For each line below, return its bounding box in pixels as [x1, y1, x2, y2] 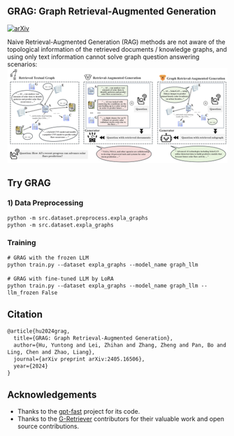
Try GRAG [7, 177, 51, 189]
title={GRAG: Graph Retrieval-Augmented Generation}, [13, 335, 173, 342]
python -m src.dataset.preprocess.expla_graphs [7, 215, 149, 222]
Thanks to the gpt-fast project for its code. [17, 407, 140, 415]
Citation [7, 308, 43, 320]
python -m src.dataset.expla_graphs [7, 221, 114, 229]
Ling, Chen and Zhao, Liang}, [7, 349, 96, 356]
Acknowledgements [7, 388, 97, 400]
